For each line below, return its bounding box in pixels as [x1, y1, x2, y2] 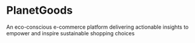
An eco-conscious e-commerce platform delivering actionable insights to [6, 23, 189, 30]
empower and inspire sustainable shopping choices [6, 29, 135, 36]
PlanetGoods [6, 4, 73, 17]
